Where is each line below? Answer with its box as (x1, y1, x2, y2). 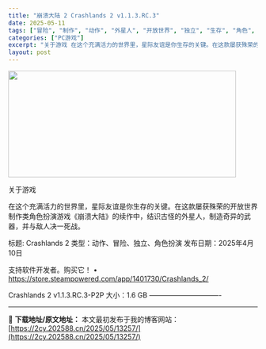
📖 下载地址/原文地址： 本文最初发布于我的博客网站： (8, 315, 180, 324)
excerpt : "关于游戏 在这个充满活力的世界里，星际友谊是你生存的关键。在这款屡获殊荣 (8, 41, 253, 49)
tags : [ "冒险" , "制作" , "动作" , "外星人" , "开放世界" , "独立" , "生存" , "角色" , (8, 26, 256, 34)
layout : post (8, 48, 51, 56)
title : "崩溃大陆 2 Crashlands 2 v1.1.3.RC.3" (8, 11, 160, 20)
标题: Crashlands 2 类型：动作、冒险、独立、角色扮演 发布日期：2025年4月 (8, 239, 255, 247)
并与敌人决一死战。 (21, 221, 85, 231)
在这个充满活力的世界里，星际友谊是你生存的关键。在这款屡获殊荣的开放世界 (8, 201, 258, 211)
